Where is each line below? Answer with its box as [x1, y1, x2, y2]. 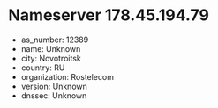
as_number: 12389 [20, 34, 89, 45]
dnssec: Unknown [20, 90, 87, 101]
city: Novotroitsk [20, 53, 81, 63]
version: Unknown [20, 81, 87, 91]
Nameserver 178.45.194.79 [8, 5, 209, 25]
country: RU [20, 62, 65, 73]
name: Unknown [20, 43, 81, 54]
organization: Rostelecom [20, 71, 114, 82]
